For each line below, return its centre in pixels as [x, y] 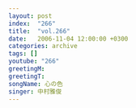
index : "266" [32, 24]
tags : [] [23, 54]
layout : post [30, 16]
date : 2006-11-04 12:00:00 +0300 [68, 39]
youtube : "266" [34, 62]
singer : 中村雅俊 [35, 91]
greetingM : [27, 69]
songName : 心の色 [36, 84]
